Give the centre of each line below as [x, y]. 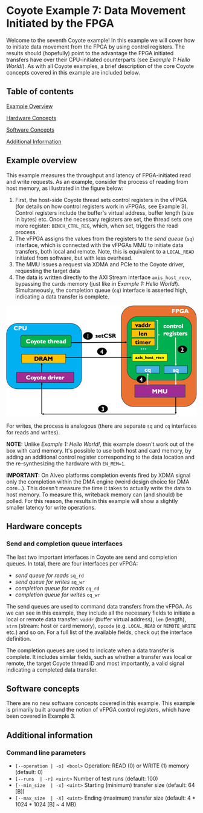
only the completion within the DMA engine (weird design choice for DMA [98, 481]
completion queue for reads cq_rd [57, 588]
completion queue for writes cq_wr [58, 595]
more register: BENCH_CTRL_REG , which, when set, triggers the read [96, 226]
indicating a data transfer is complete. [62, 296]
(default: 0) [29, 772]
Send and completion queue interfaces [64, 544]
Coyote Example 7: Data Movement [96, 11]
